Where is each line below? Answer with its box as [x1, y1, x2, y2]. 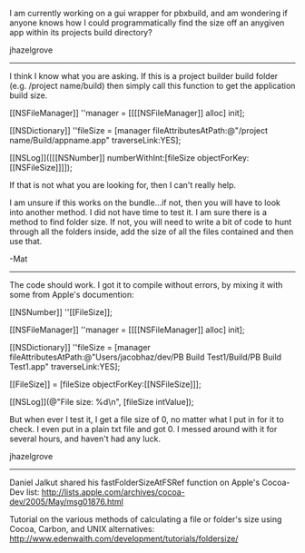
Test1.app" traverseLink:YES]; [9, 361, 121, 371]
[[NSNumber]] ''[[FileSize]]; [9, 307, 113, 317]
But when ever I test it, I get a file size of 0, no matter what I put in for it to [9, 414, 284, 425]
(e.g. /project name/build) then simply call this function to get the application [9, 81, 296, 91]
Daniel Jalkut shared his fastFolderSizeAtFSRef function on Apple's [9, 477, 261, 488]
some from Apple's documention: [9, 290, 134, 300]
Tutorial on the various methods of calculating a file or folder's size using [9, 514, 282, 525]
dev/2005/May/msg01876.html [9, 497, 124, 507]
